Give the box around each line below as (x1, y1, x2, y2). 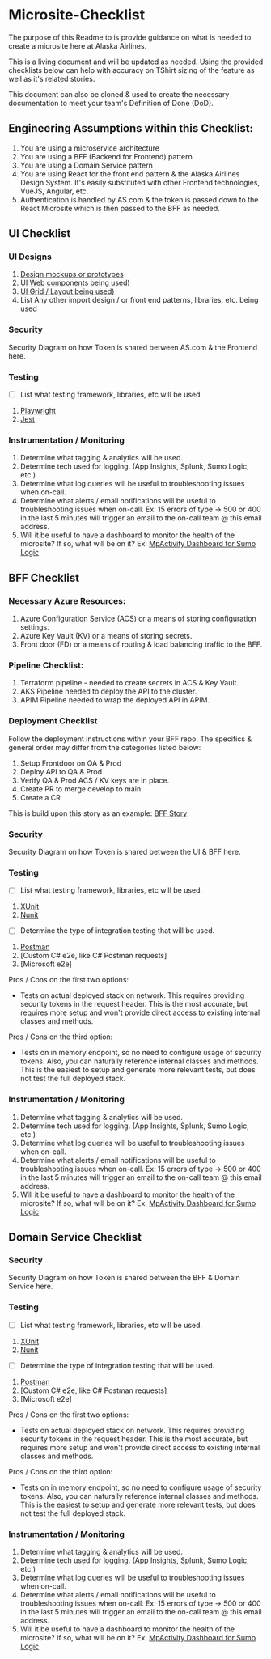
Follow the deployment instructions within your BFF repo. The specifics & (8, 734, 252, 744)
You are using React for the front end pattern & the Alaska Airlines (19, 168, 240, 179)
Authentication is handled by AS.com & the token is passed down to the (19, 194, 259, 204)
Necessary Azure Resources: (8, 595, 126, 606)
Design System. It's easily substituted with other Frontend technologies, (19, 177, 260, 187)
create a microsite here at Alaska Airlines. (8, 40, 147, 50)
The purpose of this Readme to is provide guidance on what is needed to (8, 32, 252, 42)
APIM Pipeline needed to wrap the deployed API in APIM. (19, 695, 210, 705)
